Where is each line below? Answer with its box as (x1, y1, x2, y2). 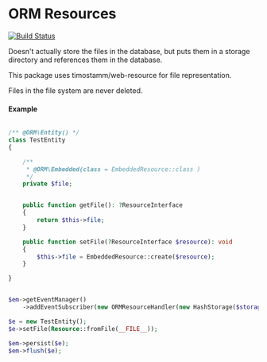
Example (8, 104, 38, 114)
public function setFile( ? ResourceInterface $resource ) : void (22, 238, 233, 246)
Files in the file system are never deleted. (8, 85, 143, 95)
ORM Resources (8, 5, 117, 23)
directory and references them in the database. (8, 55, 163, 64)
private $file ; (22, 180, 73, 188)
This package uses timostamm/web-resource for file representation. (8, 70, 232, 80)
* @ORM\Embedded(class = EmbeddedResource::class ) (25, 165, 201, 173)
